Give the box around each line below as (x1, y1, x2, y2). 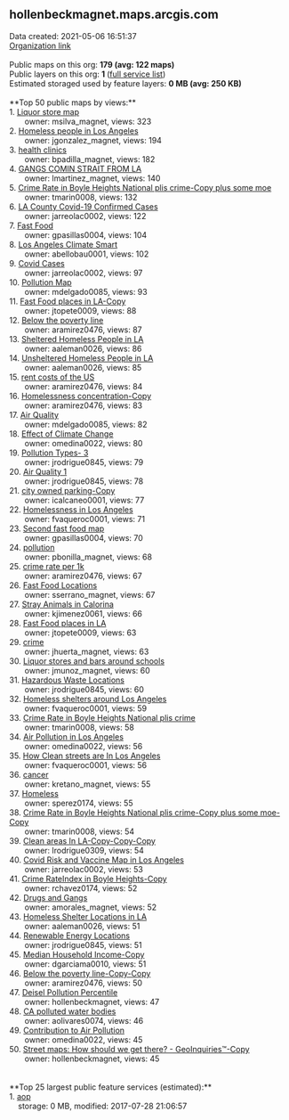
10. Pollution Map (9, 276, 73, 288)
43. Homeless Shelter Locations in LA (9, 911, 148, 921)
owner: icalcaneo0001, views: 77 (24, 495, 145, 505)
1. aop (9, 1091, 31, 1101)
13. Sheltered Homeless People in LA (9, 333, 144, 344)
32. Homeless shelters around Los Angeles (9, 693, 167, 704)
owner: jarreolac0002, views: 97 (24, 267, 143, 278)
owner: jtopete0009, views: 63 (24, 627, 137, 638)
